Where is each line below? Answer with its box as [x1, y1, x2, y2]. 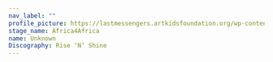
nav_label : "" [8, 11, 57, 20]
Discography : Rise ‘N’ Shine [8, 42, 107, 50]
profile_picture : [8, 19, 67, 27]
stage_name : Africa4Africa [8, 27, 100, 35]
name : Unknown [8, 34, 57, 43]
